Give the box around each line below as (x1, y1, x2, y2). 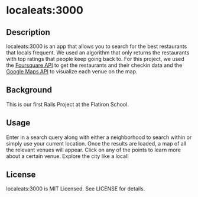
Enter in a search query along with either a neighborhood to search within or (6, 134, 192, 141)
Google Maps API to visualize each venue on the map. (6, 68, 138, 75)
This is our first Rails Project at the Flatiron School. (6, 101, 129, 108)
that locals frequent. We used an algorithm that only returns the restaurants (6, 49, 190, 56)
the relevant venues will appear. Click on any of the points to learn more (6, 146, 181, 153)
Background (6, 85, 52, 95)
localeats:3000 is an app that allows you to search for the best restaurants (6, 43, 187, 50)
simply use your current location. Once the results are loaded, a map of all (6, 140, 187, 147)
